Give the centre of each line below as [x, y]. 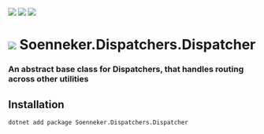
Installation [36, 105]
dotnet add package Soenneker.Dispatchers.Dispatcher [99, 122]
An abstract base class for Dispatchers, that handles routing [126, 69]
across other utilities [48, 79]
